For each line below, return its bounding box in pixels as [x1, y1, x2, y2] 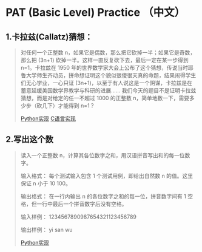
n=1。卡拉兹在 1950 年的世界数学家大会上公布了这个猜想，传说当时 [20, 64, 189, 71]
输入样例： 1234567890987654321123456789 [20, 213, 137, 220]
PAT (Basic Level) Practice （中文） [5, 5, 186, 19]
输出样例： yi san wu [20, 226, 73, 233]
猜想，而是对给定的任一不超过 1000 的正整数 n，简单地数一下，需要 [20, 95, 190, 101]
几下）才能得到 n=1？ [41, 102, 95, 109]
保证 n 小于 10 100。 [20, 180, 71, 187]
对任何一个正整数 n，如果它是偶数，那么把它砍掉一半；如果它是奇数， [20, 49, 196, 56]
